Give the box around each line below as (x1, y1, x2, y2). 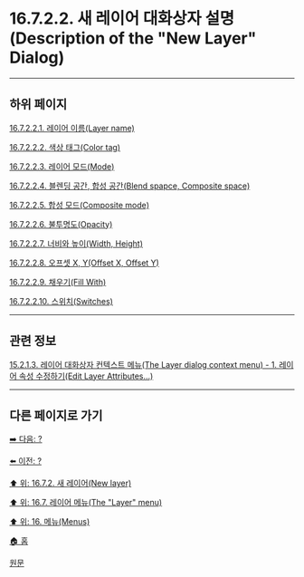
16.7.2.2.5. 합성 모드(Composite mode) (9, 199, 150, 210)
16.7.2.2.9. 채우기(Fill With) (9, 276, 107, 287)
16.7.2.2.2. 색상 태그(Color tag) (9, 141, 120, 152)
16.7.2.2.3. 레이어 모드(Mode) (9, 160, 115, 172)
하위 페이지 (9, 97, 68, 112)
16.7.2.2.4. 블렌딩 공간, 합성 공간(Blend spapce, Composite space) (9, 180, 251, 191)
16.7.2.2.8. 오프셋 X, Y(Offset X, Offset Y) (9, 257, 160, 268)
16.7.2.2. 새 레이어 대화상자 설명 (9, 8, 235, 29)
